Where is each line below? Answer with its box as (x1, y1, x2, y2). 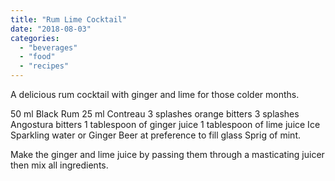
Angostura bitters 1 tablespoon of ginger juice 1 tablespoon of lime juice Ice (10, 119, 321, 130)
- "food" (19, 52, 56, 62)
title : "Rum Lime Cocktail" (10, 14, 128, 25)
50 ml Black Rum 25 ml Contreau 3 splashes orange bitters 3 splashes (10, 108, 300, 120)
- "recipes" (19, 61, 70, 71)
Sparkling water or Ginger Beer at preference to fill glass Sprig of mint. (10, 129, 301, 141)
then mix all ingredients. (10, 159, 109, 171)
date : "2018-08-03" (10, 24, 92, 34)
